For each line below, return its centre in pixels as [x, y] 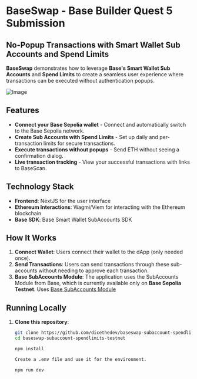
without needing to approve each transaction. [94, 270]
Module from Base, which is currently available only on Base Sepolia [98, 283]
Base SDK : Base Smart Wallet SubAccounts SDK [73, 219]
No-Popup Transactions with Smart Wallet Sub [93, 45]
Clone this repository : [42, 322]
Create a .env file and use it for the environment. [81, 359]
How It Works [31, 238]
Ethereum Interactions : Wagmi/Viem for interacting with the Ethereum [100, 207]
